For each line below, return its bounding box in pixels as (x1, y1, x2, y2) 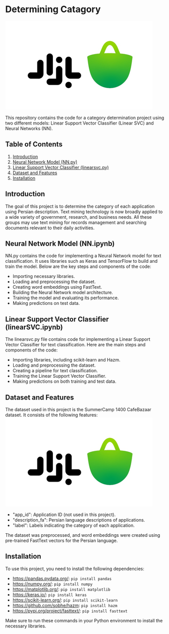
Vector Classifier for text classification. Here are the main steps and (5, 342, 146, 348)
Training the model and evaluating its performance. (12, 295, 119, 301)
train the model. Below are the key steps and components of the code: (5, 263, 151, 269)
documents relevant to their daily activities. (5, 224, 95, 231)
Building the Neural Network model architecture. (12, 290, 114, 296)
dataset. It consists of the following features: (5, 412, 98, 418)
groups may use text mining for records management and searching (5, 219, 147, 225)
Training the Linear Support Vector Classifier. (12, 373, 106, 379)
